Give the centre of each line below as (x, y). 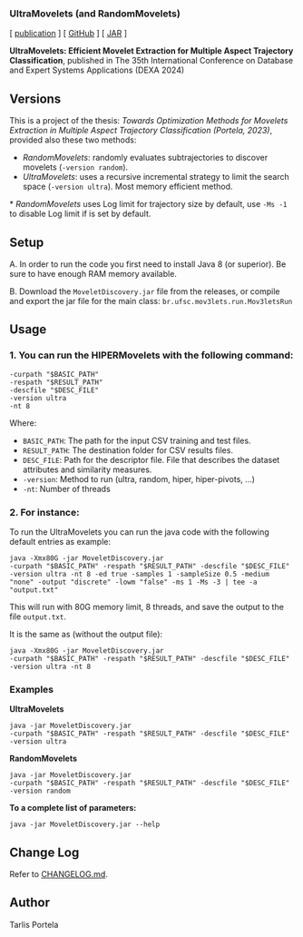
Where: (23, 423)
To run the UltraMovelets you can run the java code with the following (139, 532)
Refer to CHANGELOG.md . (59, 874)
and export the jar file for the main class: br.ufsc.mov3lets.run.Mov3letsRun (151, 301)
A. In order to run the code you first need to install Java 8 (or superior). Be (148, 264)
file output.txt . (38, 616)
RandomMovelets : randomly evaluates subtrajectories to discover (145, 158)
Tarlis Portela (34, 924)
